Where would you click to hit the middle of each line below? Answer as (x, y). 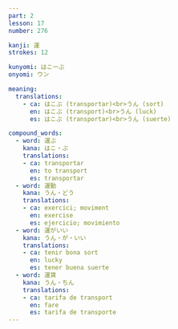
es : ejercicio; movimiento (75, 223)
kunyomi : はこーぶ (36, 67)
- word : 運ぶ (36, 141)
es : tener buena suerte (69, 268)
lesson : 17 (26, 23)
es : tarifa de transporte (73, 313)
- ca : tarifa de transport (68, 298)
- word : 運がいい (42, 230)
